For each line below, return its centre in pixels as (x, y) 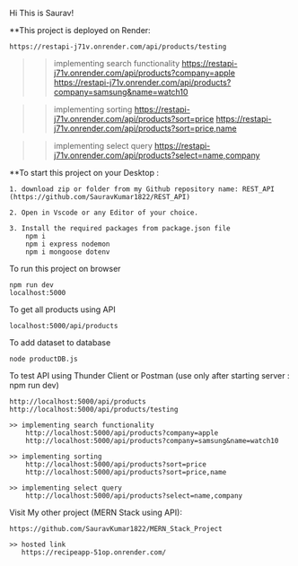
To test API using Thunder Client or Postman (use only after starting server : (149, 375)
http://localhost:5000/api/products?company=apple (122, 433)
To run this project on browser (65, 269)
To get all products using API (62, 309)
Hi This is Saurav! (42, 13)
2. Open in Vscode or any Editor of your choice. (104, 213)
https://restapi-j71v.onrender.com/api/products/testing (118, 47)
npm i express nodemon (68, 244)
